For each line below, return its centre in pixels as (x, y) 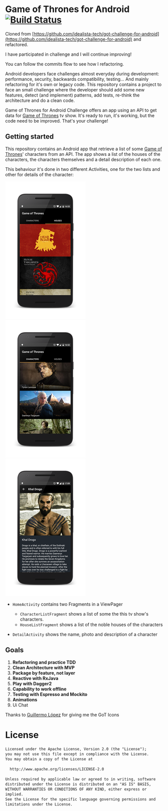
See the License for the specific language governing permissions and (80, 799)
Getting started (30, 137)
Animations (25, 699)
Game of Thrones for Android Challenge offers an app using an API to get (81, 110)
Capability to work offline (39, 689)
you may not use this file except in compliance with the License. (77, 754)
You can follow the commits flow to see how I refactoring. (65, 64)
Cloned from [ (20, 34)
